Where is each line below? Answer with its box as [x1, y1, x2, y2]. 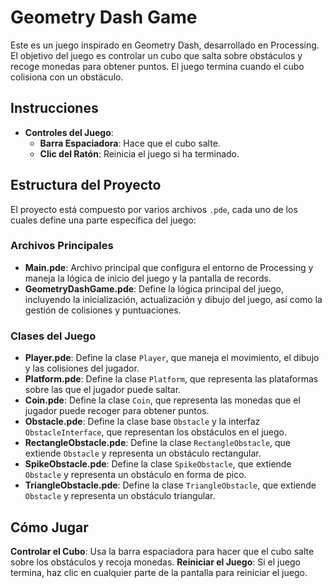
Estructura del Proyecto [10, 177, 162, 194]
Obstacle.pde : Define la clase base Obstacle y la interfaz [24, 416, 261, 428]
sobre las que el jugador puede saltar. [24, 384, 182, 396]
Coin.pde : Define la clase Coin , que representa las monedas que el [24, 394, 301, 406]
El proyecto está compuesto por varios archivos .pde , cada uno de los [10, 203, 298, 215]
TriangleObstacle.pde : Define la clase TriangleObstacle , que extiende [24, 479, 317, 491]
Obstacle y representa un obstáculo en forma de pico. [24, 469, 247, 481]
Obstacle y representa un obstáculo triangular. [24, 490, 216, 502]
